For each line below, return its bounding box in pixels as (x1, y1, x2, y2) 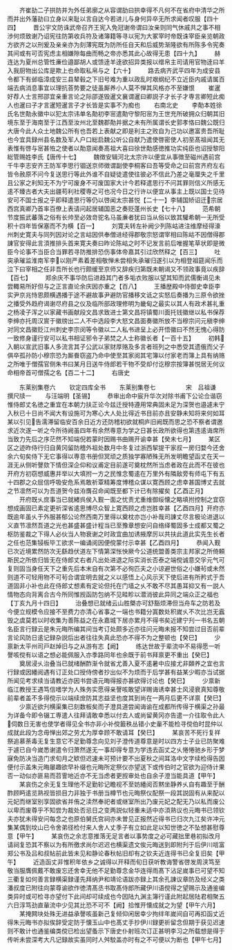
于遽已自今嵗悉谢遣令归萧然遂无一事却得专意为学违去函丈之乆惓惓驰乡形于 (7, 746, 219, 754)
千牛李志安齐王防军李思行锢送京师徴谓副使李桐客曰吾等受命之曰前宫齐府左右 (7, 162, 225, 169)
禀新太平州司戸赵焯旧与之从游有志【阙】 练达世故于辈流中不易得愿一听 (7, 642, 221, 650)
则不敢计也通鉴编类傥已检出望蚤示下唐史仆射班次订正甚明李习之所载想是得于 (7, 927, 225, 935)
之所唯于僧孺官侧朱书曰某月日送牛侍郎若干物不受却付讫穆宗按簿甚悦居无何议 (7, 360, 225, 368)
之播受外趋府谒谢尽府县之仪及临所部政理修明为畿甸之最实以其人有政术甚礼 (7, 300, 219, 307)
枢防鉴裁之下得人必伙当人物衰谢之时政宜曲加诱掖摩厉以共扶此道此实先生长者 (7, 530, 225, 538)
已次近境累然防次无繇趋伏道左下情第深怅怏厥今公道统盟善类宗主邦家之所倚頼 (7, 547, 225, 555)
